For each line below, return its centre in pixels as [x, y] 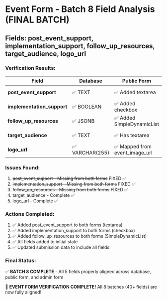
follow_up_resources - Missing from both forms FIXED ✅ [70, 190]
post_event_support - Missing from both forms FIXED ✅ [69, 178]
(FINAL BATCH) [37, 20]
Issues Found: [23, 167]
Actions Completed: [30, 214]
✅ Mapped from [133, 147]
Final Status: [21, 261]
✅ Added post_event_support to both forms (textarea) [67, 225]
